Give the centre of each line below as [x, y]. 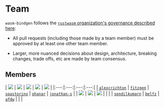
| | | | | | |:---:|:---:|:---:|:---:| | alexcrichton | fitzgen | [77, 87]
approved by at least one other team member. [60, 43]
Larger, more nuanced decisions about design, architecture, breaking [85, 53]
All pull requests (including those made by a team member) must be [83, 38]
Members [21, 75]
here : [11, 28]
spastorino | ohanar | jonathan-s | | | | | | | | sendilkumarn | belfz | [82, 93]
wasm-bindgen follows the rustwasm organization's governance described [80, 23]
